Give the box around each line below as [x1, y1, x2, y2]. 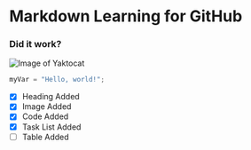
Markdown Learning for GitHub [9, 6, 243, 27]
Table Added [21, 131, 69, 142]
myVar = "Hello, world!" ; [9, 75, 105, 84]
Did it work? [9, 38, 62, 51]
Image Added [21, 101, 72, 112]
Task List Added [21, 122, 82, 132]
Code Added [21, 111, 69, 122]
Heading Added [21, 91, 80, 102]
